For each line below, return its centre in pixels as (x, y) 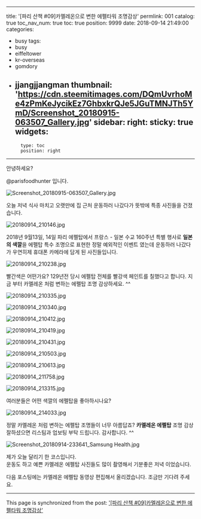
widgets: (32, 132)
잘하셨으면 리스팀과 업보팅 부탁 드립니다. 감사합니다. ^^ (70, 432)
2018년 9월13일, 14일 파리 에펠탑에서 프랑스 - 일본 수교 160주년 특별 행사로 (94, 237)
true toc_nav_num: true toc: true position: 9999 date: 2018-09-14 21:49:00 (98, 23)
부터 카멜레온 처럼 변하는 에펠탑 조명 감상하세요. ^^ (71, 283)
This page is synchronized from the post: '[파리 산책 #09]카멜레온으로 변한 (96, 502)
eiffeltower (28, 54)
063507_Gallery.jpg (52, 122)
